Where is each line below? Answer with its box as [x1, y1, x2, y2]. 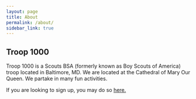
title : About [6, 14, 38, 20]
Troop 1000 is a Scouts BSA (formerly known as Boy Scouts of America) [6, 62, 181, 70]
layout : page [6, 8, 38, 15]
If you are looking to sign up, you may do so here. [6, 87, 127, 94]
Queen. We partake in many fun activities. [6, 75, 108, 82]
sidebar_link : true [6, 25, 54, 31]
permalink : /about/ [6, 19, 54, 25]
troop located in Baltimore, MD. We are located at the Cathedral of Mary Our [6, 69, 191, 76]
